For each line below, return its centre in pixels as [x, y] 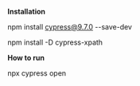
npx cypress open [37, 73]
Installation [26, 12]
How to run [26, 58]
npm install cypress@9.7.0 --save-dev [70, 27]
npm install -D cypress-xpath [55, 42]
